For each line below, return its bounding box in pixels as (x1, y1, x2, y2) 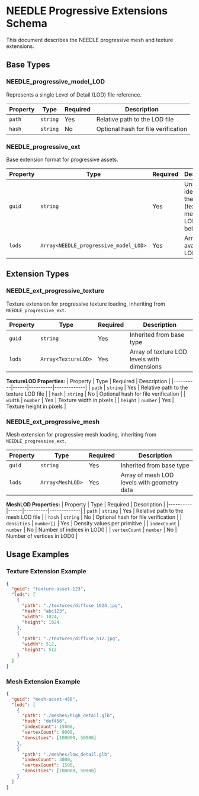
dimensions (129, 362, 162, 371)
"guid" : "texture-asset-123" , (11, 586, 86, 592)
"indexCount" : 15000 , (21, 724, 76, 730)
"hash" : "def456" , (21, 718, 68, 724)
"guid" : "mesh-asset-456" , (11, 696, 78, 702)
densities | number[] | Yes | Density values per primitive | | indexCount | (6, 519, 180, 527)
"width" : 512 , (21, 641, 57, 647)
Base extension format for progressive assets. (6, 156, 118, 163)
